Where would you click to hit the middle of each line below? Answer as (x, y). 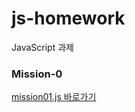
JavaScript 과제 (42, 47)
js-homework (68, 18)
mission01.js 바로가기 (54, 97)
